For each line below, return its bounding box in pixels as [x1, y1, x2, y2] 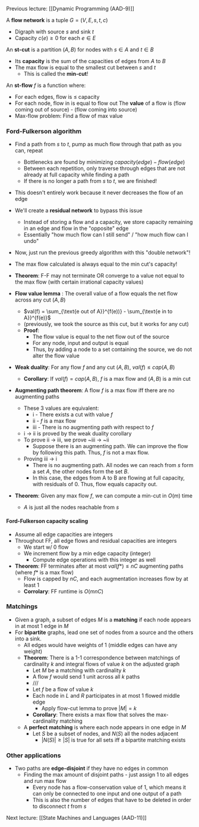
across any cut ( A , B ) [14, 296, 66, 303]
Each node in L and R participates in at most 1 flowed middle [32, 692, 180, 699]
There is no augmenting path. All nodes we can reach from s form [32, 462, 194, 469]
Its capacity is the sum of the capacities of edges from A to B [14, 58, 166, 64]
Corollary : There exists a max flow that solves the [32, 711, 155, 718]
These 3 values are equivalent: [23, 405, 99, 412]
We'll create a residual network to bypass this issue [14, 207, 143, 214]
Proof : [23, 327, 40, 334]
